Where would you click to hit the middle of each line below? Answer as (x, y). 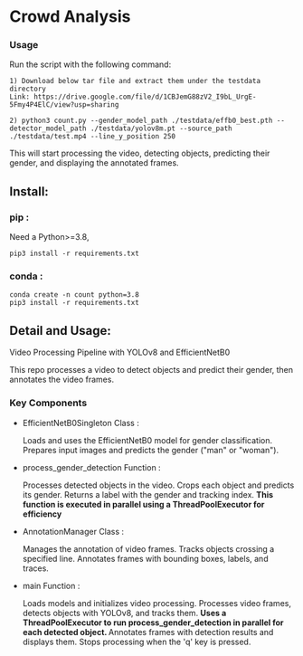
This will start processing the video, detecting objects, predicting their (140, 153)
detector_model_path (48, 128)
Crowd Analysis (70, 17)
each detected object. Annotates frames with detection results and (148, 632)
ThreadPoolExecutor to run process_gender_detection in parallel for (153, 623)
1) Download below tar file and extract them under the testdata (135, 81)
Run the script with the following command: (90, 64)
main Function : (51, 585)
